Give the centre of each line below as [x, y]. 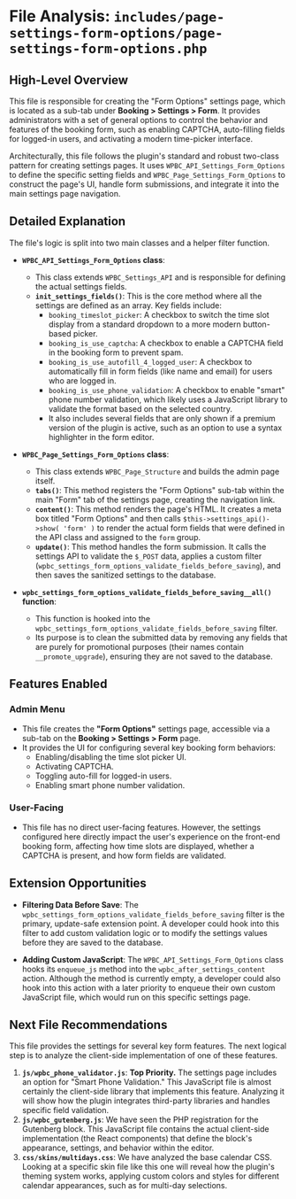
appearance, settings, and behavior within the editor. [118, 1148]
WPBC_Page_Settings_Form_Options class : [95, 454]
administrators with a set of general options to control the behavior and [138, 120]
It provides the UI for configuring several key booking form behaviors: [149, 747]
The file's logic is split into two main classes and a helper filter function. [140, 243]
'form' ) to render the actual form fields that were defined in [174, 528]
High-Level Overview [69, 80]
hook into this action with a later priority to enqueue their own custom [148, 987]
